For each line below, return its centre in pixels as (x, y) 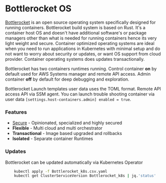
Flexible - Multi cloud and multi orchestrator (57, 128)
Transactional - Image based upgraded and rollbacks (67, 134)
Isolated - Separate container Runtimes (53, 138)
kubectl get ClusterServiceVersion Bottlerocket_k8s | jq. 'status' (85, 176)
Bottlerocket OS (38, 9)
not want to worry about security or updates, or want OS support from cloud (83, 54)
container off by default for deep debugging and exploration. (67, 79)
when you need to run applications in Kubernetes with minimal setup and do (83, 48)
